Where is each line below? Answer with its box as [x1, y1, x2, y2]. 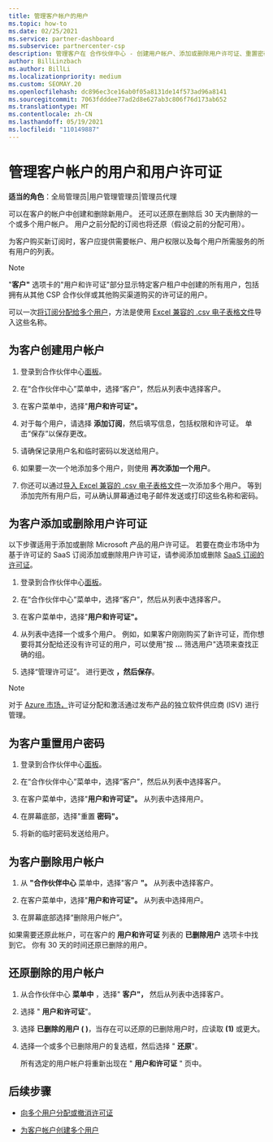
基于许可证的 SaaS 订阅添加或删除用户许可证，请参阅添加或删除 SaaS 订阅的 [8, 550, 265, 560]
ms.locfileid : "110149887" [8, 125, 100, 133]
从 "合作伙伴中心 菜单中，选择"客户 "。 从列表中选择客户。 [19, 877, 218, 887]
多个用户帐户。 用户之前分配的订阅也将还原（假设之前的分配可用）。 [22, 219, 249, 229]
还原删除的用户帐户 [8, 966, 105, 980]
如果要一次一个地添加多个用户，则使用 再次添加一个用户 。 [19, 463, 215, 473]
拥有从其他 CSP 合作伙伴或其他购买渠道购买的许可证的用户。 [8, 290, 213, 300]
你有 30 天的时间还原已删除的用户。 [31, 939, 152, 949]
